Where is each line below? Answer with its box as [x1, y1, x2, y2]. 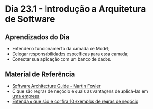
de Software [5, 14, 55, 25]
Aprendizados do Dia [5, 33, 70, 41]
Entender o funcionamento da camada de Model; [12, 46, 110, 51]
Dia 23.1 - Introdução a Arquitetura [5, 3, 146, 15]
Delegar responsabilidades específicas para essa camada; [12, 51, 129, 57]
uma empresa [12, 93, 40, 99]
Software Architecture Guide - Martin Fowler [12, 83, 101, 89]
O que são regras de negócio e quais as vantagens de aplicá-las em [12, 88, 148, 94]
